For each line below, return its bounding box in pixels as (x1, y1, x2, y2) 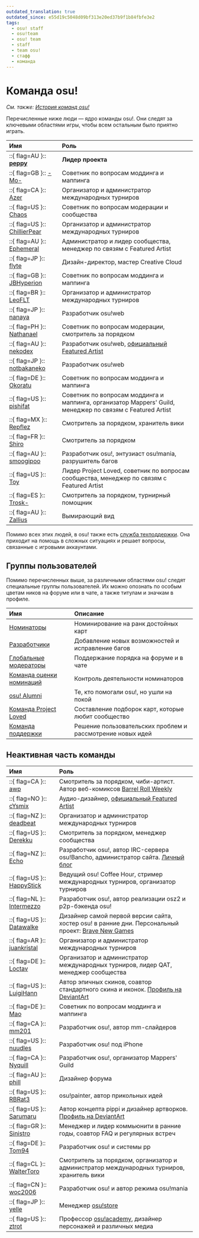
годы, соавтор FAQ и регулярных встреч (59, 1129, 176, 1138)
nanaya (9, 313, 30, 321)
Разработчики (9, 640, 50, 649)
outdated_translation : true (6, 8, 76, 15)
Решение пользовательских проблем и (73, 722, 188, 731)
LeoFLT (9, 296, 30, 304)
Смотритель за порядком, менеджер (59, 829, 166, 837)
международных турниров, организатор (59, 877, 176, 886)
